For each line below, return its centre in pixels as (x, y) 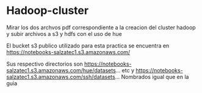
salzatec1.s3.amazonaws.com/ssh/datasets (61, 77)
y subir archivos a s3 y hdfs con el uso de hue (64, 33)
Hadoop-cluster (48, 11)
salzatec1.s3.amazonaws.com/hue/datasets (61, 70)
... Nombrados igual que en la (152, 77)
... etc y (125, 70)
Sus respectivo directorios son (45, 64)
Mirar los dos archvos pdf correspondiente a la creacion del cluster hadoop (101, 27)
